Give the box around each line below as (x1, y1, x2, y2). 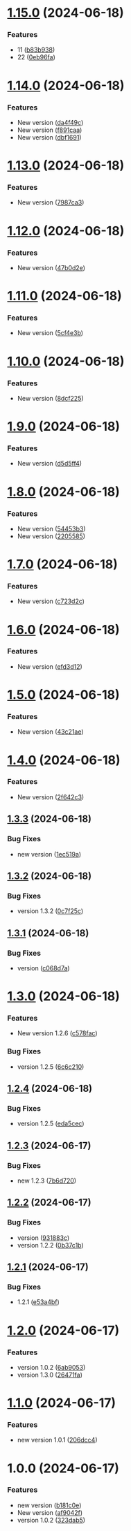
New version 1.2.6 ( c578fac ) (17, 1029, 98, 1037)
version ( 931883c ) (17, 1234, 70, 1242)
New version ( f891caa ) (17, 126, 82, 134)
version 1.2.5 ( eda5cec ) (17, 1119, 85, 1128)
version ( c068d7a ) (17, 963, 71, 972)
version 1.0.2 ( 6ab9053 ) (17, 1363, 86, 1371)
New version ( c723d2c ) (17, 597, 85, 605)
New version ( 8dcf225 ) (17, 394, 85, 402)
